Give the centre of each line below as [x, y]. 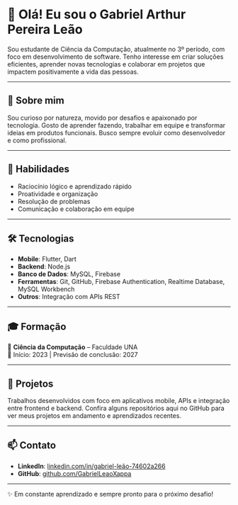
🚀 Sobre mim [36, 101]
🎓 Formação [37, 326]
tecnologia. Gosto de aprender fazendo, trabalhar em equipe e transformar [117, 125]
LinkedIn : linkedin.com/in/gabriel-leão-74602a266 [91, 466]
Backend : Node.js [44, 267]
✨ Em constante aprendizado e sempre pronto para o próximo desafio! [110, 494]
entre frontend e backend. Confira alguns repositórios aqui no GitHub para [116, 408]
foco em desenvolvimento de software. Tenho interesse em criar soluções [115, 57]
